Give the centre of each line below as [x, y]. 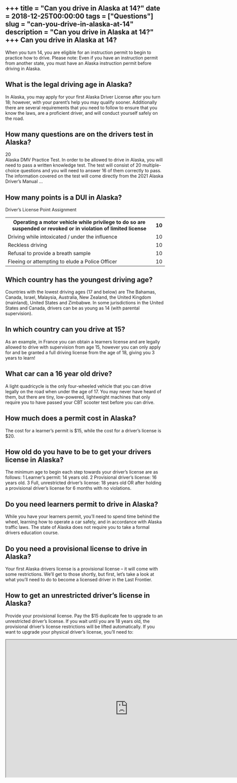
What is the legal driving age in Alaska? [69, 85]
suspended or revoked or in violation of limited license [79, 229]
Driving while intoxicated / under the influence [63, 237]
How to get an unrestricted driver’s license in [78, 596]
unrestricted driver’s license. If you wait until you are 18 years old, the [78, 621]
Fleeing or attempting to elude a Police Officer [63, 262]
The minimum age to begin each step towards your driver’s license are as [82, 472]
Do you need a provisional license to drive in [76, 549]
